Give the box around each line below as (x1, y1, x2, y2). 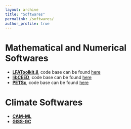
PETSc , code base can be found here (12, 80, 89, 86)
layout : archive (5, 7, 39, 12)
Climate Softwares (5, 97, 83, 108)
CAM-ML (12, 113, 32, 119)
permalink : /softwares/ (5, 16, 54, 21)
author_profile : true (5, 21, 50, 26)
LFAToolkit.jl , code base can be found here (12, 69, 101, 75)
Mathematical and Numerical (5, 43, 127, 53)
